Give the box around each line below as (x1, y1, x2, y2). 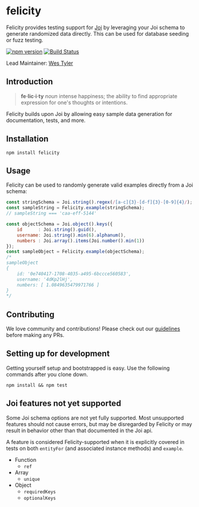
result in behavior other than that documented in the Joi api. (6, 427, 153, 434)
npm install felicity (6, 150, 60, 156)
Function (14, 456, 37, 463)
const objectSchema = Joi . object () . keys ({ (6, 221, 113, 227)
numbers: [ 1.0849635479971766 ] (17, 282, 100, 288)
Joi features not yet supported (6, 398, 122, 408)
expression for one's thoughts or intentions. (20, 99, 128, 106)
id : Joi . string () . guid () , (17, 226, 97, 232)
